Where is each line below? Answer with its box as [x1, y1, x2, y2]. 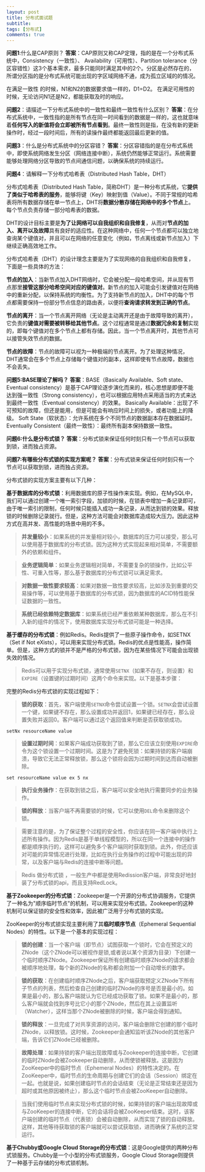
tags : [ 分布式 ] [6, 26, 43, 32]
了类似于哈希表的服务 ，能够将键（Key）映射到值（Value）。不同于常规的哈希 [6, 191, 198, 198]
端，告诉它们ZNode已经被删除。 [21, 1036, 103, 1043]
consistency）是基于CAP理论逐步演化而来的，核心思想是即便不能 [29, 384, 194, 391]
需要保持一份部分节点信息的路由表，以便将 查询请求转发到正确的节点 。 [16, 299, 193, 306]
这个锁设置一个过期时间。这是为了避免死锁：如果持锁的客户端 [32, 748, 187, 755]
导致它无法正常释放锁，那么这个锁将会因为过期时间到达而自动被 [32, 755, 193, 762]
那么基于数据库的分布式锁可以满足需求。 [63, 569, 166, 576]
